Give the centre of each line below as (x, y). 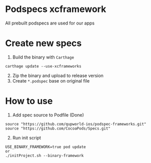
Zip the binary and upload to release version (58, 75)
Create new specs (43, 43)
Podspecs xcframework (56, 9)
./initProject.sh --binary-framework (44, 155)
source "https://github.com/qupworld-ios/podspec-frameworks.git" (76, 124)
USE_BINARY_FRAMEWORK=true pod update (45, 147)
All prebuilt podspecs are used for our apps (50, 23)
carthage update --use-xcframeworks (43, 66)
